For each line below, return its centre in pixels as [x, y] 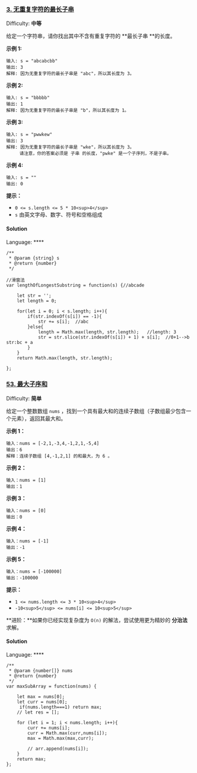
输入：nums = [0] [26, 510]
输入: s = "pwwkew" [29, 135]
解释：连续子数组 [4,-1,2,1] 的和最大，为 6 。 [59, 456]
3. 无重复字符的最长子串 [40, 9]
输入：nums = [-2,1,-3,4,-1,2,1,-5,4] [53, 443]
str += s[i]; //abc [63, 321]
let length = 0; [37, 301]
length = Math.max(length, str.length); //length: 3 [107, 332]
